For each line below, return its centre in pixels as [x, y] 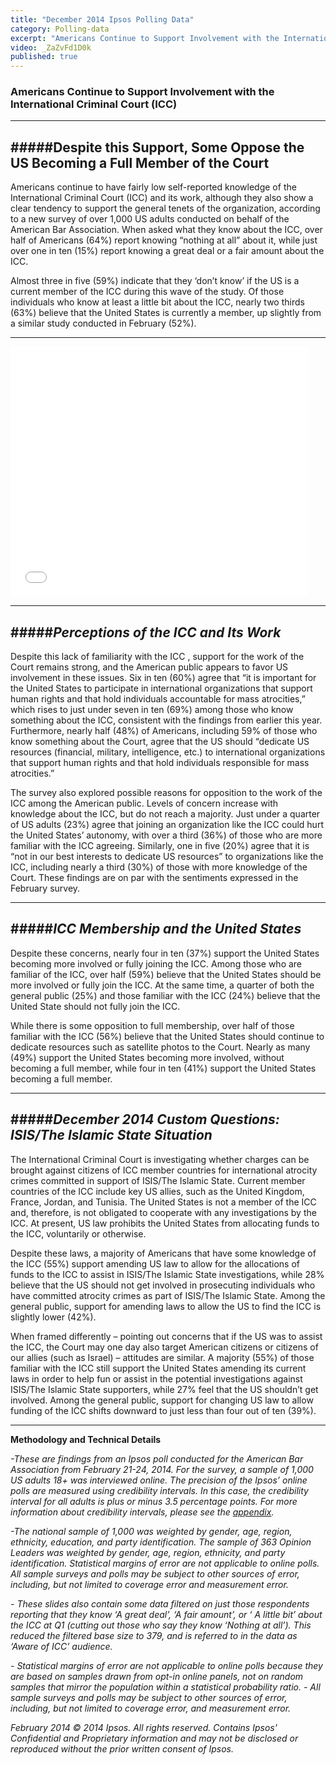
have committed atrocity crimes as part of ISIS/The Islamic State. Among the [168, 1295]
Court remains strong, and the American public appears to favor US [149, 667]
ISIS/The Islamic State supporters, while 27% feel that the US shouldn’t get [164, 1389]
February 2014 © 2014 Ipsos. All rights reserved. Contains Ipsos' [144, 1727]
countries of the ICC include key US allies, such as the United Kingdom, [157, 1191]
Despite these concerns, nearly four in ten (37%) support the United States [165, 953]
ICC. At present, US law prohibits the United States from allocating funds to [165, 1223]
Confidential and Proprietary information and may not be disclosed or [154, 1738]
